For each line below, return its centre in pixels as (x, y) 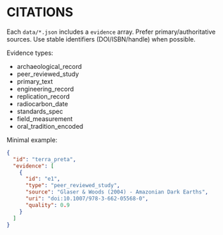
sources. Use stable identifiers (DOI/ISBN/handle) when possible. (101, 39)
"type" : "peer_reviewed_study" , (72, 186)
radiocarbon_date (42, 103)
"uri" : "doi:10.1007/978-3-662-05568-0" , (87, 199)
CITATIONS (40, 12)
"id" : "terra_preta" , (45, 159)
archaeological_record (49, 66)
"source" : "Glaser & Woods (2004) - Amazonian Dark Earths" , (117, 192)
